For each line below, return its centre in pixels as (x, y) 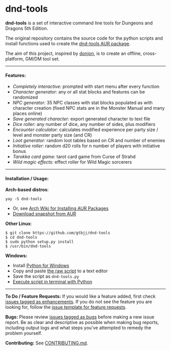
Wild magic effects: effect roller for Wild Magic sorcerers (72, 162)
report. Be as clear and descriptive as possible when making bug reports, (82, 323)
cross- (150, 53)
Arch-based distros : (27, 190)
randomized (25, 98)
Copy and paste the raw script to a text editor (60, 271)
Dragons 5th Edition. (27, 28)
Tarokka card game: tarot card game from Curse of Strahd (74, 157)
